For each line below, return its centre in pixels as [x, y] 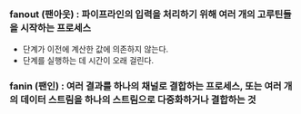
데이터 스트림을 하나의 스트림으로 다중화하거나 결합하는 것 [138, 100]
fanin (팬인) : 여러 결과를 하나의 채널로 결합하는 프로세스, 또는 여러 [145, 86]
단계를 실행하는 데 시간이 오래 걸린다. [88, 61]
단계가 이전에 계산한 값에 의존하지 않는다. [95, 49]
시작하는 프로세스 [55, 27]
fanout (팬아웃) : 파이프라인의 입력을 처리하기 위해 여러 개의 [132, 14]
